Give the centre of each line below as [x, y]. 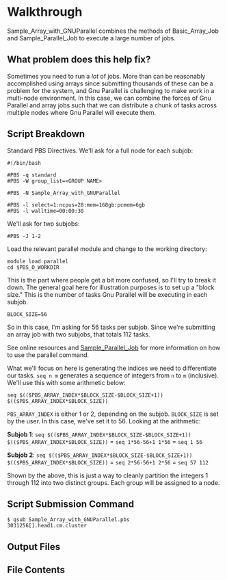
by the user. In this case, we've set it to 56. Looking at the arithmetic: [104, 421]
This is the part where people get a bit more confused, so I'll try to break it [112, 280]
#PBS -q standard [32, 175]
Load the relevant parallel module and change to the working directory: [107, 249]
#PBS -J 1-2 [24, 236]
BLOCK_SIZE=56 [27, 314]
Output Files [34, 547]
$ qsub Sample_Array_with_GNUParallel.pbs [68, 520]
